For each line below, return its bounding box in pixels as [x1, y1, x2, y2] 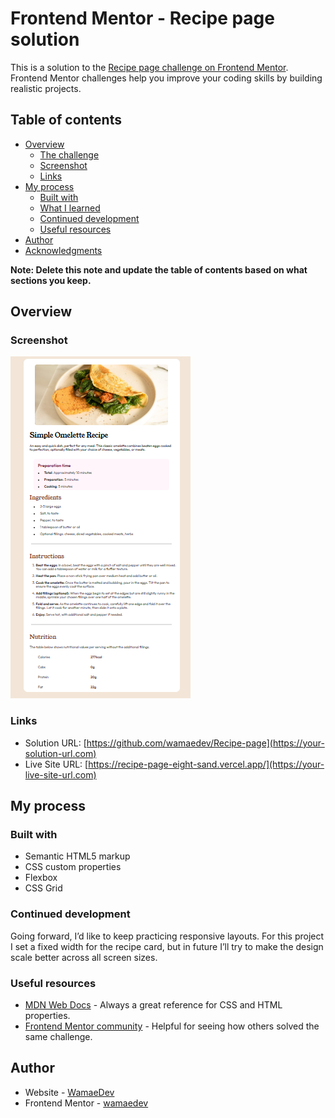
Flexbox [24, 872, 58, 884]
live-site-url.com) [24, 768, 97, 781]
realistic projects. [10, 82, 82, 94]
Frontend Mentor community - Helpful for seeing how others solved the [24, 1020, 320, 1032]
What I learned [39, 202, 101, 214]
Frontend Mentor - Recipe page [10, 7, 275, 30]
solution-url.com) [24, 747, 97, 759]
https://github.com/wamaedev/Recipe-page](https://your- [86, 737, 325, 749]
